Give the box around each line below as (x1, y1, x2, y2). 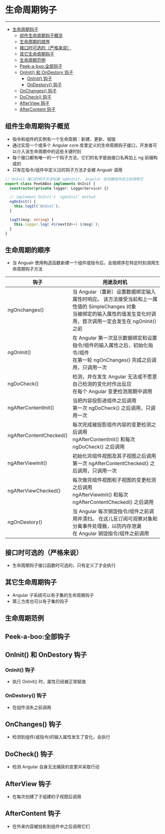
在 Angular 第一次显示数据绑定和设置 (72, 335, 157, 341)
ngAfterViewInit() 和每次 (72, 492, 129, 498)
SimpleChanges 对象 (88, 303, 137, 310)
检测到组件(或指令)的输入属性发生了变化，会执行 (12, 734, 110, 740)
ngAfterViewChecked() (7, 488, 61, 494)
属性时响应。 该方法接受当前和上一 (72, 296, 153, 303)
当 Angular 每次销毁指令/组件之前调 (72, 508, 154, 515)
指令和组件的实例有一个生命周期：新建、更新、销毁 (12, 136, 116, 142)
